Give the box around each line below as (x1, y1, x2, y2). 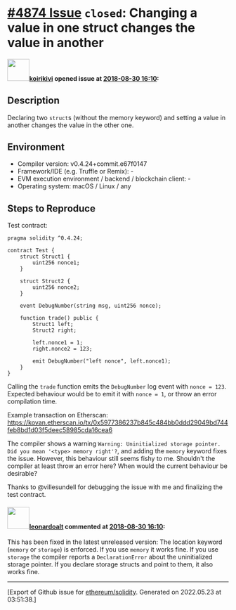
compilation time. (7, 397, 58, 405)
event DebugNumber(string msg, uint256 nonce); (20, 302, 162, 310)
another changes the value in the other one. (7, 121, 134, 129)
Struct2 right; (32, 327, 77, 335)
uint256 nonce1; (32, 259, 80, 266)
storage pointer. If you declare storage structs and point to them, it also (7, 560, 213, 569)
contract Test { (7, 247, 55, 254)
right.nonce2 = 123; (32, 346, 93, 353)
